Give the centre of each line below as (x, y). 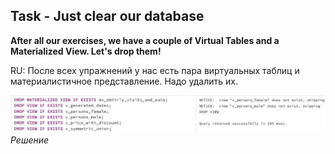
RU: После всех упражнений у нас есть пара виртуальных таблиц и (155, 70)
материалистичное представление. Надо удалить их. (124, 81)
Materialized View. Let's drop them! (86, 51)
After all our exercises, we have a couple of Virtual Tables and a (145, 40)
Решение (30, 140)
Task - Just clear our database (107, 16)
